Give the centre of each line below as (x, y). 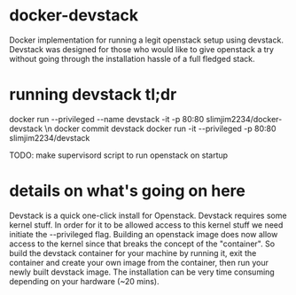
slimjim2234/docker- (244, 119)
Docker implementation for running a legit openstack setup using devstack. (146, 40)
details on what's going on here (127, 191)
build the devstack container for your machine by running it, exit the (133, 252)
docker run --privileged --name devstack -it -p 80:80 (107, 119)
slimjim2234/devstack (50, 137)
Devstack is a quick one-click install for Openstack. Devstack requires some (148, 215)
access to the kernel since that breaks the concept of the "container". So (142, 244)
